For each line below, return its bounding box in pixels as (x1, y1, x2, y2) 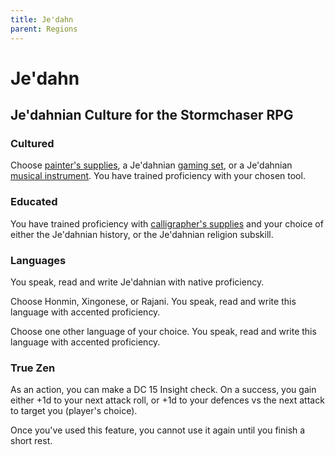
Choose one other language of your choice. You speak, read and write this (10, 325, 317, 337)
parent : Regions (10, 24, 78, 34)
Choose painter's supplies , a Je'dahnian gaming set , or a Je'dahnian (10, 159, 293, 171)
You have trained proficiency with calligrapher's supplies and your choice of (10, 217, 324, 230)
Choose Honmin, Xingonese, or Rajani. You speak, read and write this (10, 295, 297, 307)
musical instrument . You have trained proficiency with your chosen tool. (10, 170, 306, 182)
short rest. (10, 435, 53, 447)
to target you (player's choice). (10, 405, 138, 417)
